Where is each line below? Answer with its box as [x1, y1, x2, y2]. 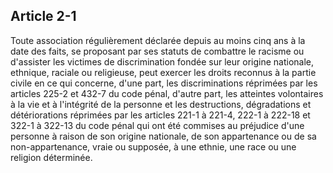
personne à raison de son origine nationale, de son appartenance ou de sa [10, 130, 317, 142]
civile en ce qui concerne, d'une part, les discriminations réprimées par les [10, 77, 318, 89]
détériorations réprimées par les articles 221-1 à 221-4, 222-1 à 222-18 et [10, 109, 311, 121]
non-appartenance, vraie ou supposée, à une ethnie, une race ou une [10, 140, 297, 153]
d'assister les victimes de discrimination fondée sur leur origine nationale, [10, 55, 314, 68]
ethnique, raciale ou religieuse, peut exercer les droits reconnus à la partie [10, 66, 317, 78]
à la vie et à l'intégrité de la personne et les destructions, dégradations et [10, 98, 312, 110]
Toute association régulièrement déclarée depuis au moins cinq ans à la [10, 34, 306, 46]
